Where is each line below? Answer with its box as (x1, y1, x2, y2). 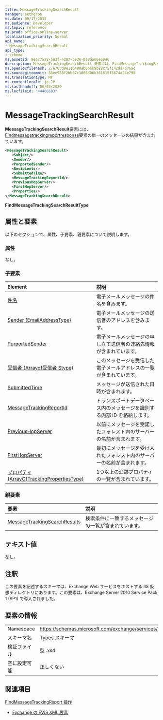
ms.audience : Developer (5, 20, 53, 26)
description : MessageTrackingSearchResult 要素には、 (5, 61, 113, 66)
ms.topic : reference (5, 25, 47, 30)
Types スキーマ (39, 634, 75, 641)
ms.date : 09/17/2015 (5, 16, 47, 21)
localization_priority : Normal (5, 35, 68, 39)
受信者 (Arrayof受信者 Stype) (7, 365, 74, 371)
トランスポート (96, 397, 130, 404)
